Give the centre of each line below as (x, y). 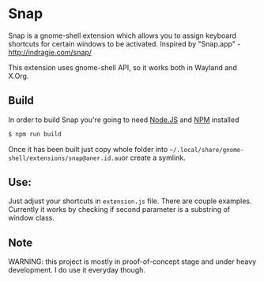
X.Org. (19, 76)
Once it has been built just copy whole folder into (88, 149)
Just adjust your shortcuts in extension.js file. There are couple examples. (130, 201)
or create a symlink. (153, 158)
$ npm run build (35, 134)
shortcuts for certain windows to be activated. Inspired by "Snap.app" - (124, 43)
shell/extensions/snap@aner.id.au (65, 158)
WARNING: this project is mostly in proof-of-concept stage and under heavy (132, 262)
